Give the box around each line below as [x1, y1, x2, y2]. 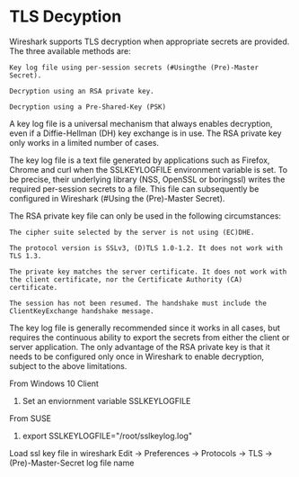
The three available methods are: [9, 45, 132, 56]
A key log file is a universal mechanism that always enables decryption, [9, 118, 273, 129]
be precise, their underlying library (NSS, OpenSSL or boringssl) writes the [9, 174, 286, 184]
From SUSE [9, 412, 52, 424]
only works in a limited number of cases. [9, 137, 160, 148]
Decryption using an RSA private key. [9, 86, 154, 95]
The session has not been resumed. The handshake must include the [9, 299, 268, 308]
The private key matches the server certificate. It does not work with [9, 267, 287, 276]
